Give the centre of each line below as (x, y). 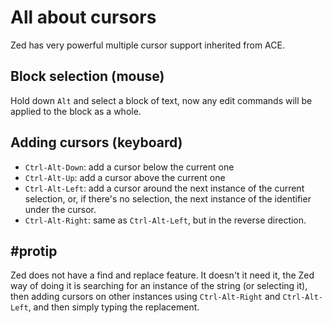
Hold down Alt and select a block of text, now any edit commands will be (161, 100)
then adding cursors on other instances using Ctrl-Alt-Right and (145, 297)
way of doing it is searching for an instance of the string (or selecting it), (159, 286)
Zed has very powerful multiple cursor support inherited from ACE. (147, 45)
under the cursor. (60, 209)
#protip (34, 251)
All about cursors (83, 17)
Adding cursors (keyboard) (96, 142)
